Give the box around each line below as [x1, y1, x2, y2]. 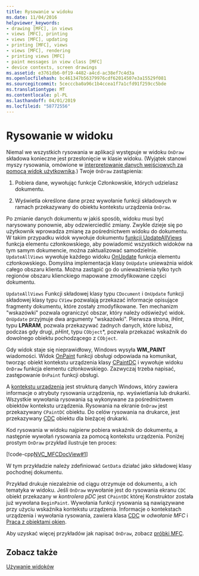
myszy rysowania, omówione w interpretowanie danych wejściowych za [6, 161, 184, 168]
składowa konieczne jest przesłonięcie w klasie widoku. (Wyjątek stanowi [6, 155, 186, 162]
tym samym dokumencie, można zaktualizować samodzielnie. [6, 247, 158, 254]
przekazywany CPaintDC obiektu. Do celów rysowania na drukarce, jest [6, 409, 180, 416]
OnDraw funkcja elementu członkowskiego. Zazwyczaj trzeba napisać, [6, 365, 176, 372]
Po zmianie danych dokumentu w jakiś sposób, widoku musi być [6, 215, 164, 222]
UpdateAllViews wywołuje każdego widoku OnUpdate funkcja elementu [6, 253, 181, 261]
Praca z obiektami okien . [6, 518, 67, 526]
